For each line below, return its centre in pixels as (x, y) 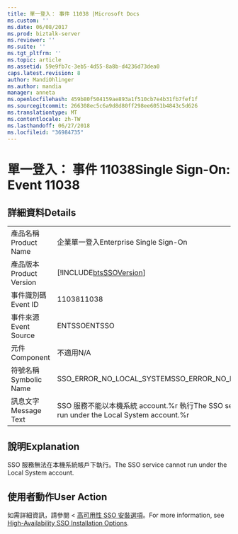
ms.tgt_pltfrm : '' (34, 54)
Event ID (25, 305)
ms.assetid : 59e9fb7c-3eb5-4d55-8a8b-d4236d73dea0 (84, 66)
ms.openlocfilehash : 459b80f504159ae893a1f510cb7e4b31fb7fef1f (103, 100)
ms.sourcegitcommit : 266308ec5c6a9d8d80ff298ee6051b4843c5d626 (103, 106)
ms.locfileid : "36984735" (45, 132)
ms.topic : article (34, 60)
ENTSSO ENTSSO (86, 326)
